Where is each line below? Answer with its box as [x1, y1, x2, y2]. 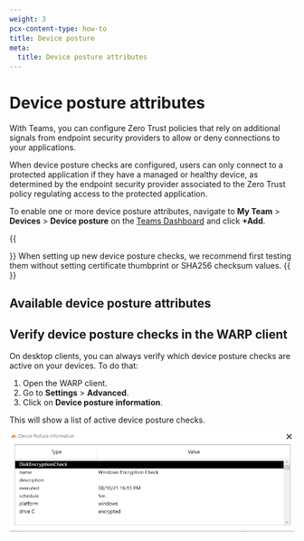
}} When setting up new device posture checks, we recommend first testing [9, 251, 292, 261]
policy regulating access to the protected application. [9, 188, 208, 199]
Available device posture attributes [9, 296, 212, 311]
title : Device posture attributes [17, 52, 147, 62]
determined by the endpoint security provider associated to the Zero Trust [9, 179, 287, 190]
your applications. [9, 142, 77, 153]
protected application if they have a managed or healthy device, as [9, 169, 259, 180]
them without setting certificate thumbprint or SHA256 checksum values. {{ [9, 261, 291, 271]
